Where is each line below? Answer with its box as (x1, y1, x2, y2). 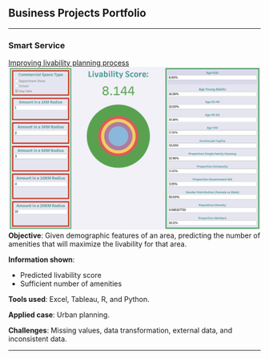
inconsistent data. (8, 334, 67, 344)
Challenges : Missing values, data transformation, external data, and (8, 325, 233, 336)
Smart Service (8, 39, 66, 51)
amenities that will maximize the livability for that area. (8, 239, 187, 249)
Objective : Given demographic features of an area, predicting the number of (8, 230, 261, 240)
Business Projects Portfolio (8, 6, 147, 20)
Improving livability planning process (8, 58, 130, 67)
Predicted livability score (19, 271, 102, 280)
